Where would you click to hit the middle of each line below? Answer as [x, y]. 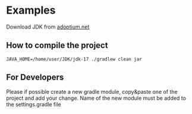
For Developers [35, 77]
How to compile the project [57, 45]
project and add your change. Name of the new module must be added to [96, 98]
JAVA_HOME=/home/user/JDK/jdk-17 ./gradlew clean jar [74, 59]
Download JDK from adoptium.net [48, 27]
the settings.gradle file [34, 104]
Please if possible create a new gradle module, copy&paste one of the [92, 91]
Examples [31, 10]
